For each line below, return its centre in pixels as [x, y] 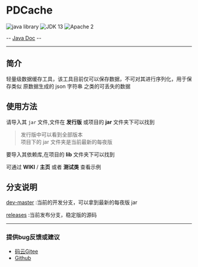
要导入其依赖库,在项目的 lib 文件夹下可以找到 [60, 154]
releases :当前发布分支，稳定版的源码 [52, 215]
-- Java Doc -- [24, 38]
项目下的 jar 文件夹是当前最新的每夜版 [67, 141]
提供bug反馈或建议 [33, 238]
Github [23, 258]
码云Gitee [26, 251]
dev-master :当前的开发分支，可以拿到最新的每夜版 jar [72, 202]
